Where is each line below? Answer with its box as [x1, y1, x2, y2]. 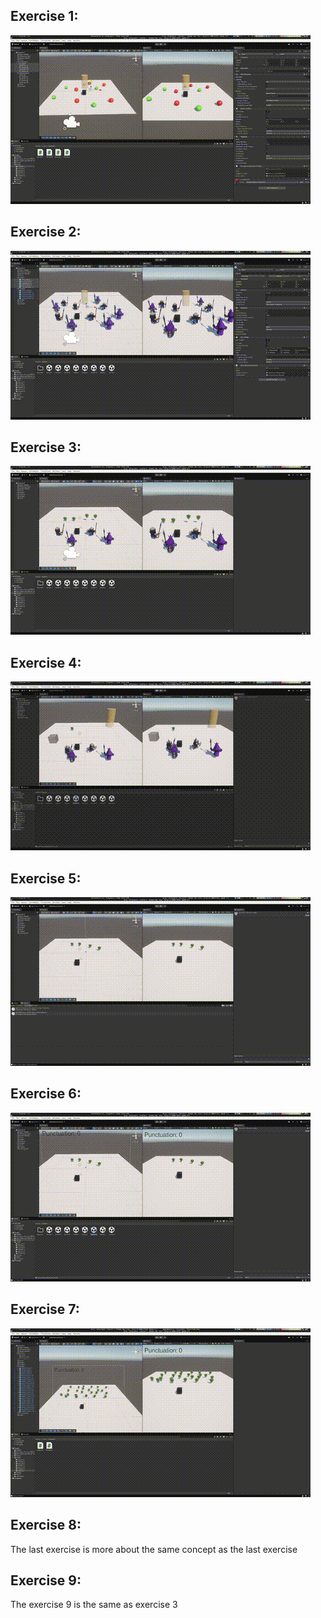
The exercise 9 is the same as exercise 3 [10, 1599, 178, 1611]
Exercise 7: [10, 1301, 80, 1318]
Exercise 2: [10, 224, 82, 241]
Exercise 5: [10, 870, 82, 887]
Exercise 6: [10, 1085, 82, 1103]
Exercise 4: [10, 654, 82, 671]
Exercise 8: [10, 1517, 82, 1534]
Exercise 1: [10, 8, 79, 25]
